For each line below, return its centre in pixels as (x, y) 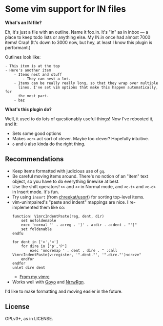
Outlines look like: (23, 57)
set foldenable (37, 229)
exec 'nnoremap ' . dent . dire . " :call (74, 250)
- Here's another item (28, 70)
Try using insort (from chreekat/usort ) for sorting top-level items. (78, 197)
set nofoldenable (39, 220)
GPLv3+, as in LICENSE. (29, 318)
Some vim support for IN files (65, 9)
